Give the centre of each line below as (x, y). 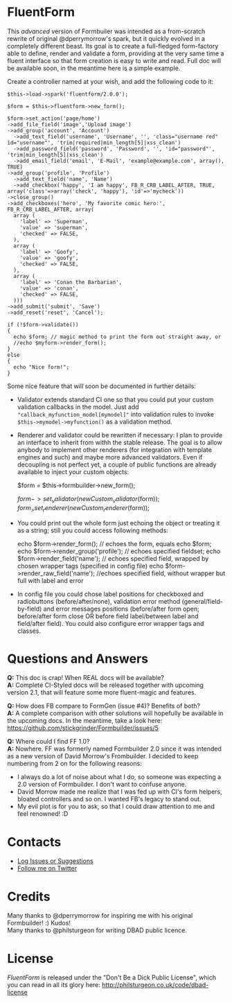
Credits (29, 897)
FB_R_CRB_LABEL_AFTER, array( (51, 209)
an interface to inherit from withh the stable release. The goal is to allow (120, 442)
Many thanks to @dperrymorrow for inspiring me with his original (100, 916)
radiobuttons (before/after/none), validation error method (99, 601)
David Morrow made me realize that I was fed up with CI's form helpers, (120, 792)
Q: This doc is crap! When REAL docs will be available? (86, 678)
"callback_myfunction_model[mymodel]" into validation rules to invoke (116, 414)
